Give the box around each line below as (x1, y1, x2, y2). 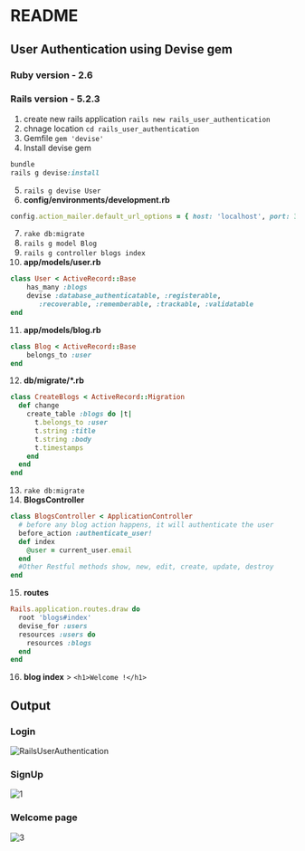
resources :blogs (26, 638, 92, 647)
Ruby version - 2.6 (10, 69, 93, 81)
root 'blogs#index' (18, 613, 92, 623)
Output (10, 698, 51, 713)
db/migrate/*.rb (23, 375, 85, 386)
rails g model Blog (23, 239, 98, 249)
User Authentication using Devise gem (10, 42, 234, 57)
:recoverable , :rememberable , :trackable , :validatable (38, 300, 254, 309)
